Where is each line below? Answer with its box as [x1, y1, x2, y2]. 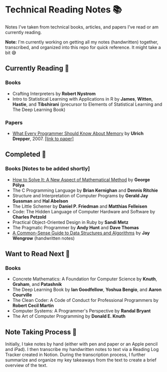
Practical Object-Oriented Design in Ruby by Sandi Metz [12, 219, 129, 225]
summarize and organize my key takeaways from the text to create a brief [5, 357, 157, 363]
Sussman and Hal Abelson [12, 198, 68, 204]
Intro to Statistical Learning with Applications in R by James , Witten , [12, 96, 153, 102]
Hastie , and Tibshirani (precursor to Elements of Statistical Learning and [12, 101, 163, 107]
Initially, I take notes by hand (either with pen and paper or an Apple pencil [5, 341, 158, 347]
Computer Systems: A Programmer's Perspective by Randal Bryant [12, 308, 151, 314]
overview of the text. [5, 362, 48, 368]
